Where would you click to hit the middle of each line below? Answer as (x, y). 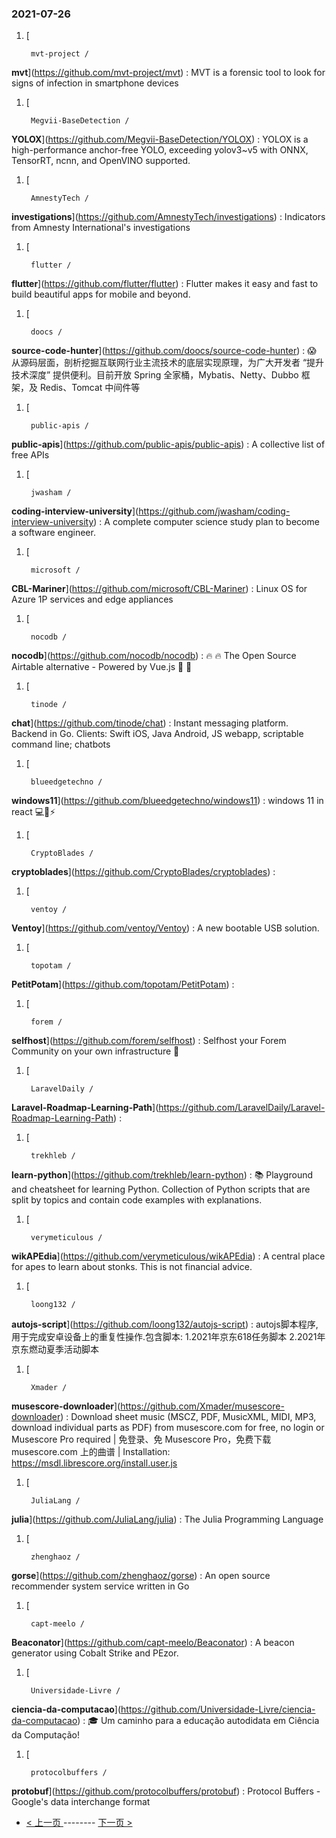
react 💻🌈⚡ (33, 812)
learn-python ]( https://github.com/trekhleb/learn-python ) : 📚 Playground (162, 1175)
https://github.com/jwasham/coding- (214, 511)
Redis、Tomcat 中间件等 (90, 388)
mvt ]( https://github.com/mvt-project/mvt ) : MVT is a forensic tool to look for (168, 73)
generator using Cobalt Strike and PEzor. (95, 1653)
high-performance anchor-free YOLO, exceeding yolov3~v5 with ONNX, (160, 150)
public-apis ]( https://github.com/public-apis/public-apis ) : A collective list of (168, 444)
